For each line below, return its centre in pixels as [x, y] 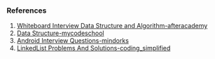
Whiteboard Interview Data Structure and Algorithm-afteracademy [112, 26]
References [27, 11]
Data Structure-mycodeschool [60, 33]
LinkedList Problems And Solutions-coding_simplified [93, 48]
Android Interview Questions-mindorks [72, 41]
